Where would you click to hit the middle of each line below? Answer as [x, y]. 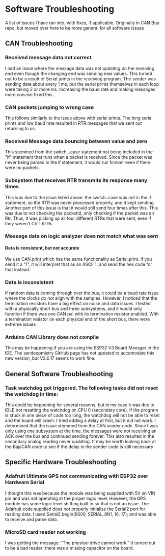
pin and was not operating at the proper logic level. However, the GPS [76, 498]
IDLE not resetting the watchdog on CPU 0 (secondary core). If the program [82, 410]
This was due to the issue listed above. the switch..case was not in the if [78, 197]
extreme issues [20, 324]
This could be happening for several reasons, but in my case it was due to [80, 405]
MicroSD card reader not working [46, 532]
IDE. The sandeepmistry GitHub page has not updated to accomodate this [80, 353]
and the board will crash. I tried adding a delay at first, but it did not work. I [81, 420]
